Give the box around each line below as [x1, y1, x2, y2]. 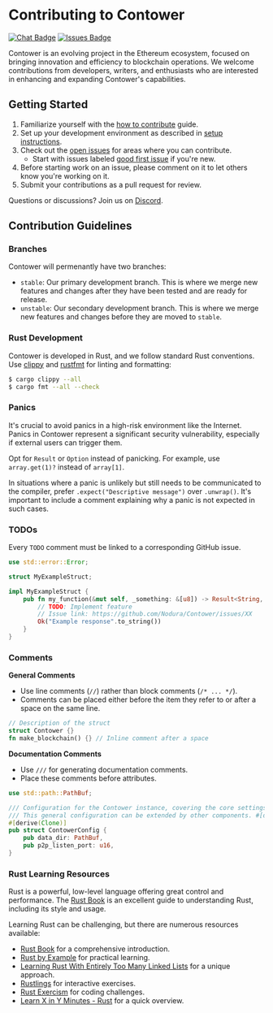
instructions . [19, 136, 63, 146]
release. [19, 295, 48, 305]
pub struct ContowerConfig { [8, 826, 107, 834]
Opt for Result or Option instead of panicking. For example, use [8, 453, 221, 463]
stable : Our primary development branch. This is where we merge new [19, 278, 258, 288]
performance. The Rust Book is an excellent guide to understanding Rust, [8, 895, 253, 905]
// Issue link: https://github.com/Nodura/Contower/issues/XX [37, 610, 253, 618]
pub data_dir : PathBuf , [23, 834, 104, 842]
